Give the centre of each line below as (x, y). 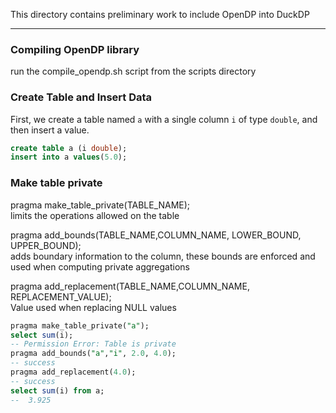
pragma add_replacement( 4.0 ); (73, 372)
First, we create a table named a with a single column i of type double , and (164, 119)
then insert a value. (50, 130)
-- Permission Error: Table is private (93, 344)
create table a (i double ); (69, 148)
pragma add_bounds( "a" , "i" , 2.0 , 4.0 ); (93, 354)
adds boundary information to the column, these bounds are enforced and (163, 256)
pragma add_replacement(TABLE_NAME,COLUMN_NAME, (130, 286)
